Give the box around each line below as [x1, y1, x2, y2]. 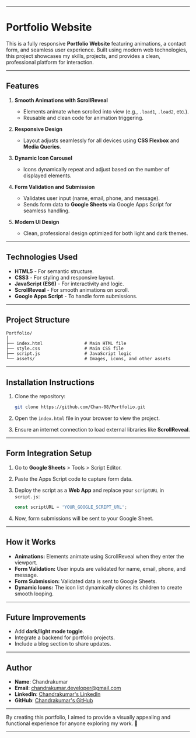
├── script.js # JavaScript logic [6, 351, 132, 357]
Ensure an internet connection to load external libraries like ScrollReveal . [14, 426, 190, 433]
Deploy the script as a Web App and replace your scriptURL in [14, 487, 164, 494]
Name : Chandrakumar [14, 678, 68, 685]
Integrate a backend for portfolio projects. [14, 634, 116, 641]
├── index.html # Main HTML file [6, 340, 127, 347]
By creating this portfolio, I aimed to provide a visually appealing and [6, 714, 171, 721]
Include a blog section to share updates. [14, 640, 111, 647]
